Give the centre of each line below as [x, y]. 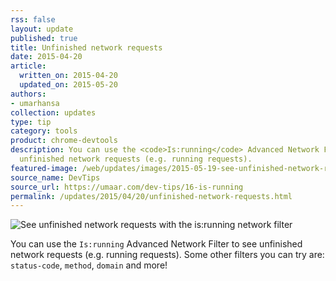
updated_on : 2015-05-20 [68, 85]
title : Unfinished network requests [86, 47]
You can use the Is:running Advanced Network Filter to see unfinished [156, 244]
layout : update [42, 29]
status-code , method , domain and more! [89, 265]
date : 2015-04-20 [46, 57]
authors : [28, 94]
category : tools [44, 131]
